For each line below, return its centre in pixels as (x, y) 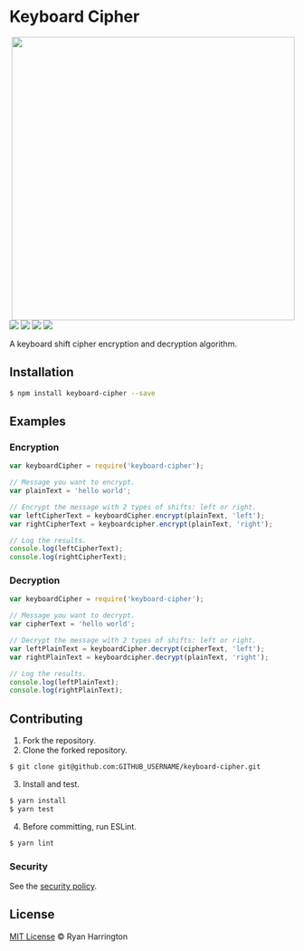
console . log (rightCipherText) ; (68, 558)
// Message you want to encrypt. (72, 482)
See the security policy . (53, 886)
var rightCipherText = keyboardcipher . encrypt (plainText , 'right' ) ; (141, 524)
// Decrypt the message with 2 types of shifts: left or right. (133, 641)
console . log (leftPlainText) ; (64, 682)
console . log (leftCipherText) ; (66, 549)
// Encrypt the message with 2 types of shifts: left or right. (133, 507)
